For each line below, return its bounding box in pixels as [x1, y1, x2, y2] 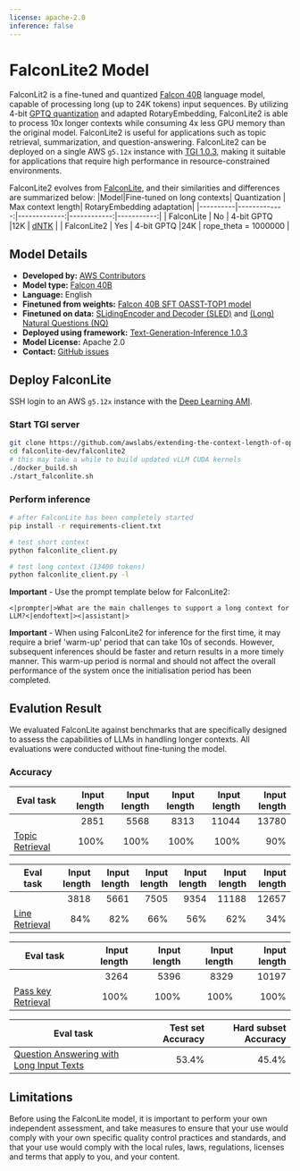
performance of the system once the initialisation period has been [9, 665, 252, 676]
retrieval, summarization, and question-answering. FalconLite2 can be [9, 137, 267, 147]
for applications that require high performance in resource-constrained [9, 156, 271, 166]
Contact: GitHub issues [21, 346, 110, 358]
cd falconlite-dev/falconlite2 [9, 447, 126, 456]
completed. [9, 675, 51, 686]
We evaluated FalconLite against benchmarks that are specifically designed [9, 725, 287, 736]
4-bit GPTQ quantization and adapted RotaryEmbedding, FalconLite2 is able [9, 108, 288, 119]
